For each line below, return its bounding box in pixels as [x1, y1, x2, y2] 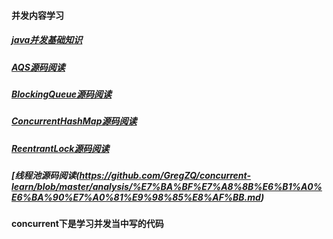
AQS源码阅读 [11, 61, 66, 73]
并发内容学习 [11, 9, 64, 21]
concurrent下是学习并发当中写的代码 [11, 218, 164, 230]
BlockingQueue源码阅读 [11, 88, 113, 100]
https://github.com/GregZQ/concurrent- [79, 170, 252, 182]
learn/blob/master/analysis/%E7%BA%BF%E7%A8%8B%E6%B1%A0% [11, 181, 323, 193]
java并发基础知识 [11, 34, 83, 46]
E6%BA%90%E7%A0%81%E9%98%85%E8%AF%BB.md [11, 191, 261, 204]
